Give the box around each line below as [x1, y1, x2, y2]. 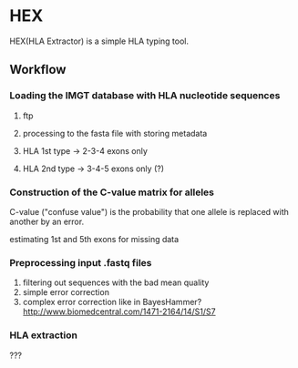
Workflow [9, 62, 67, 77]
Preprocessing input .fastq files [9, 256, 152, 269]
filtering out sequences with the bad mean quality [22, 277, 210, 288]
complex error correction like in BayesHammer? [22, 297, 202, 308]
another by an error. [9, 216, 85, 227]
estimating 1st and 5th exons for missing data [9, 233, 180, 244]
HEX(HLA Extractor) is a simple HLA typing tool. [9, 36, 190, 46]
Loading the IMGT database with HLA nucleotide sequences [9, 89, 281, 102]
